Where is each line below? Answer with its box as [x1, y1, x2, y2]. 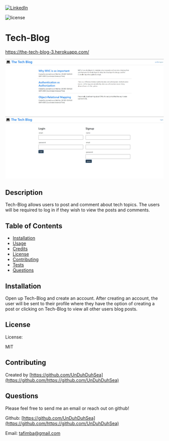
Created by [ [5, 371, 31, 378]
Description [5, 188, 43, 197]
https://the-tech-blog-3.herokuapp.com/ [5, 48, 90, 55]
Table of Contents [5, 222, 63, 230]
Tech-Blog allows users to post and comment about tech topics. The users [5, 202, 160, 208]
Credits [12, 246, 28, 252]
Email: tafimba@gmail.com [5, 430, 60, 436]
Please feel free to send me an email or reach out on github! [5, 405, 129, 411]
